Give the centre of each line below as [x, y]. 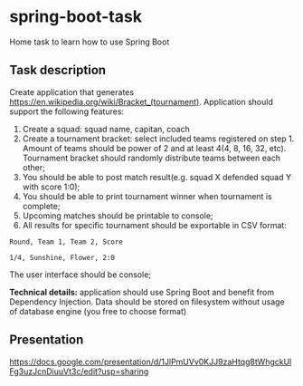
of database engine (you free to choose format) [98, 311]
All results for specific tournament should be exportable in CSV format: [154, 225]
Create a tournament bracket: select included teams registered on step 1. [158, 139]
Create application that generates [71, 92]
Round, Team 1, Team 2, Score [66, 242]
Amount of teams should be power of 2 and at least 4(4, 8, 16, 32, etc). [154, 148]
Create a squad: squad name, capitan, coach [106, 129]
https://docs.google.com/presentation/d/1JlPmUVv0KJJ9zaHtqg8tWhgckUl [151, 362]
